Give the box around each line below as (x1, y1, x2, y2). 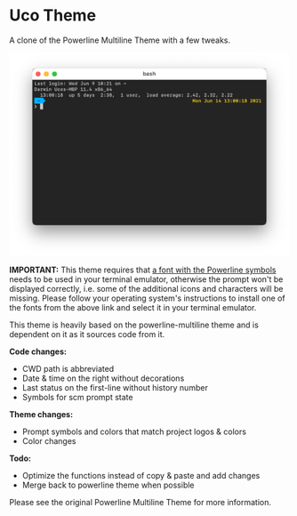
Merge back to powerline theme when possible (21, 480, 195, 490)
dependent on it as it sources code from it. (9, 329, 165, 340)
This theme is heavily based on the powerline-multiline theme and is (9, 319, 260, 330)
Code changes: (9, 346, 67, 357)
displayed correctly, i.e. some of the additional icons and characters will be (9, 284, 284, 294)
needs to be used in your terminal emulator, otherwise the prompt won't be (9, 274, 284, 285)
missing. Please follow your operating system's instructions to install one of (9, 293, 286, 303)
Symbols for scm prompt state (21, 392, 133, 403)
